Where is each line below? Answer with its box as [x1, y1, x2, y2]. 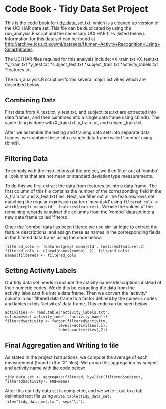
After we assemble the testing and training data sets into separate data [5, 129, 150, 135]
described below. [5, 81, 41, 88]
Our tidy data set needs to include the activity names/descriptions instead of [5, 280, 162, 286]
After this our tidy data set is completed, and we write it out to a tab [5, 388, 143, 394]
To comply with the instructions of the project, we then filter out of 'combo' [5, 168, 159, 174]
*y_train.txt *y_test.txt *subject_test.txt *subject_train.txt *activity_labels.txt [5, 61, 158, 67]
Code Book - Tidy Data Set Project [5, 3, 148, 15]
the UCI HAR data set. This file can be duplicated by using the [5, 25, 131, 31]
